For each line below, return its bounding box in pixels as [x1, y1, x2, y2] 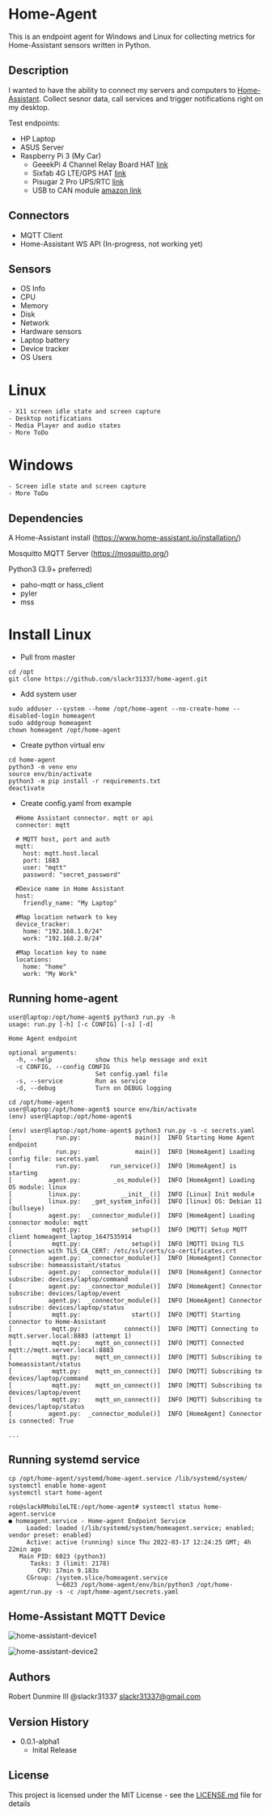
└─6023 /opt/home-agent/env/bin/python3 [55, 1580, 194, 1588]
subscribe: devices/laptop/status [8, 1304, 125, 1312]
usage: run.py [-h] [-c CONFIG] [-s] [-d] [8, 1020, 154, 1028]
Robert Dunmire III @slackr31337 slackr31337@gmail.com [8, 1692, 201, 1702]
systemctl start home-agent [8, 1488, 104, 1497]
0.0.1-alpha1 [19, 1737, 60, 1746]
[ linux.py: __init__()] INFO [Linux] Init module [8, 1190, 255, 1198]
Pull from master [19, 652, 75, 662]
